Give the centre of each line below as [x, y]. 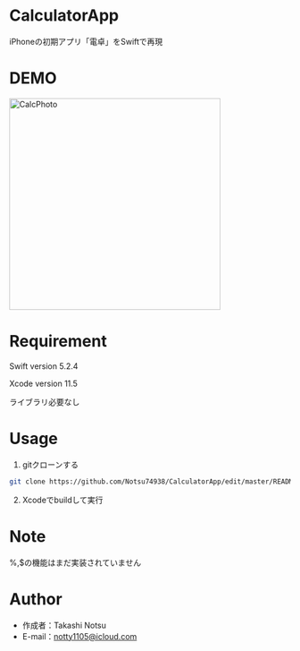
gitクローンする [50, 464]
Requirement [58, 342]
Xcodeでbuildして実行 [62, 500]
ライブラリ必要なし [45, 402]
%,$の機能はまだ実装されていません [75, 562]
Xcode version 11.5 [44, 383]
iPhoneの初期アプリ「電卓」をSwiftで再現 [86, 41]
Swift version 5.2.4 [44, 366]
